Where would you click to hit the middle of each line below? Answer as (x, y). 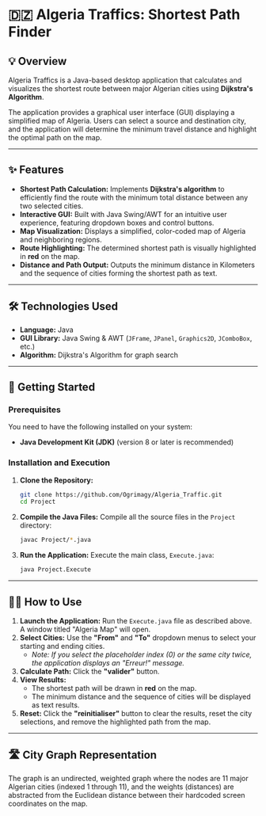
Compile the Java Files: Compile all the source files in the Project (127, 517)
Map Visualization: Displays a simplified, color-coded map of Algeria (133, 231)
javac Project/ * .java (55, 540)
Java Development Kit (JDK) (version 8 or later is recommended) (127, 442)
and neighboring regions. (61, 239)
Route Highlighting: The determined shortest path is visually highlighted (138, 248)
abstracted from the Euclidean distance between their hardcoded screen (127, 795)
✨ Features (36, 170)
